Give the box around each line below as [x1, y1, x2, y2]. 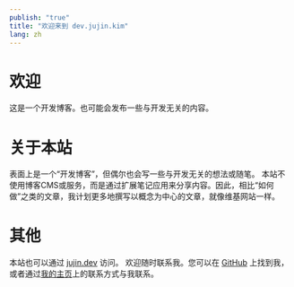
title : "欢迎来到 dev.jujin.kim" [9, 22, 129, 30]
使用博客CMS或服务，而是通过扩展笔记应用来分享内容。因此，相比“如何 [9, 180, 275, 191]
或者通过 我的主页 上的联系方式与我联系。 [9, 268, 159, 279]
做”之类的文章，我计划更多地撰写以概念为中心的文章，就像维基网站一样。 [9, 191, 281, 202]
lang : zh [9, 30, 42, 39]
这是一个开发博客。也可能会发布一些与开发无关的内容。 [9, 102, 213, 113]
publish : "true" [9, 13, 70, 22]
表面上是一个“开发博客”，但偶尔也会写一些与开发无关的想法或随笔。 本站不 [9, 169, 286, 179]
